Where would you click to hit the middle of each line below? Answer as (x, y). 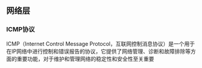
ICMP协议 (21, 29)
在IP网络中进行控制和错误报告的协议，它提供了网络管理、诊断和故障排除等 (99, 51)
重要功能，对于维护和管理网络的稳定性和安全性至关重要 (85, 58)
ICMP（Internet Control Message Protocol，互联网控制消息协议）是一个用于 (101, 43)
